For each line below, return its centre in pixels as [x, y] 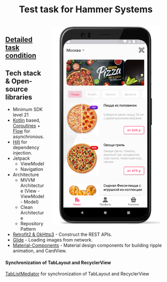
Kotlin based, [27, 120]
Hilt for [20, 142]
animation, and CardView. [40, 251]
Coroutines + [27, 126]
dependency [26, 147]
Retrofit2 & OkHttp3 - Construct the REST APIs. [62, 234]
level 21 [21, 115]
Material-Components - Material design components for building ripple [87, 245]
